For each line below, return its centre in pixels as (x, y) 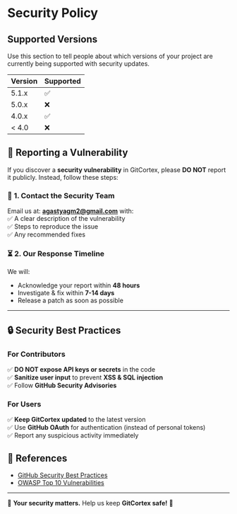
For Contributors (36, 354)
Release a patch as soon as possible (70, 301)
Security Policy (53, 13)
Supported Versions (52, 39)
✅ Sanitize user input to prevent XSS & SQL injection (85, 377)
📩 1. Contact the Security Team (61, 195)
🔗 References (37, 458)
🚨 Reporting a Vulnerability (68, 153)
